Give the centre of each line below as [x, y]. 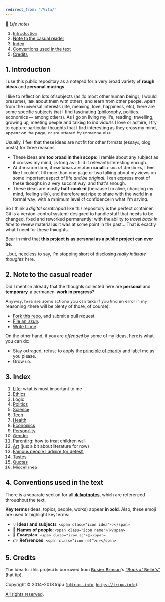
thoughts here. [20, 259]
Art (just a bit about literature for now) [51, 446]
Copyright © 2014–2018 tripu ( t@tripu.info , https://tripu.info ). [72, 584]
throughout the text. [26, 500]
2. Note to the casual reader [49, 275]
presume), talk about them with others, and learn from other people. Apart [81, 101]
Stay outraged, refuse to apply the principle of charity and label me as [83, 351]
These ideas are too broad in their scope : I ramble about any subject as [85, 157]
